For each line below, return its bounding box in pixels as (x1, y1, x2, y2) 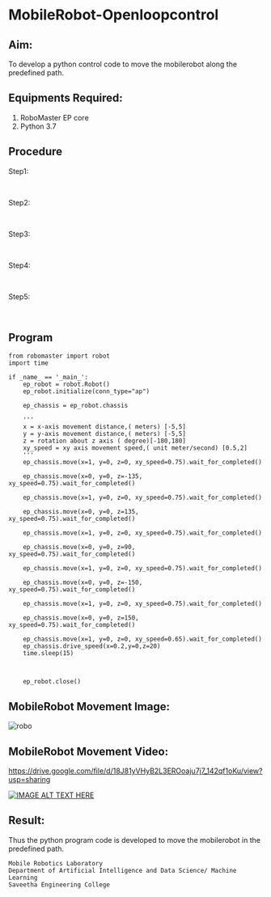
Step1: (8, 166, 29, 176)
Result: (8, 814, 45, 827)
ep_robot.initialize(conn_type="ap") (23, 387, 150, 396)
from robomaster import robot (8, 352, 111, 361)
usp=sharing (8, 775, 51, 785)
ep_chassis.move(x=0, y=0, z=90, (23, 544, 136, 552)
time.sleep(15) (23, 649, 74, 658)
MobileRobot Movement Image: (8, 700, 171, 713)
